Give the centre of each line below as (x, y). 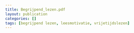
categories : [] (21, 18)
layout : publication (27, 14)
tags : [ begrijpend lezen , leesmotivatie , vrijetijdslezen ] (67, 23)
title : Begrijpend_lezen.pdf (35, 9)
